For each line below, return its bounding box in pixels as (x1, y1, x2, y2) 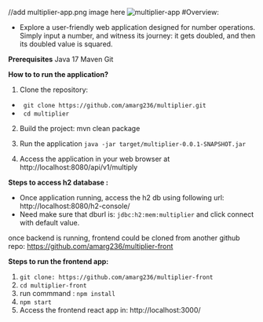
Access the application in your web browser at (19, 154, 170, 163)
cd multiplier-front (19, 282, 87, 290)
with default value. (19, 218, 80, 227)
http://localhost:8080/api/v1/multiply (19, 163, 138, 172)
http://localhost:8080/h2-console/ (19, 201, 131, 210)
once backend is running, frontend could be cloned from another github (8, 233, 241, 243)
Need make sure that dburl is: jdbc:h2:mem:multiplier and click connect (19, 210, 254, 219)
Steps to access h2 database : (8, 177, 108, 187)
